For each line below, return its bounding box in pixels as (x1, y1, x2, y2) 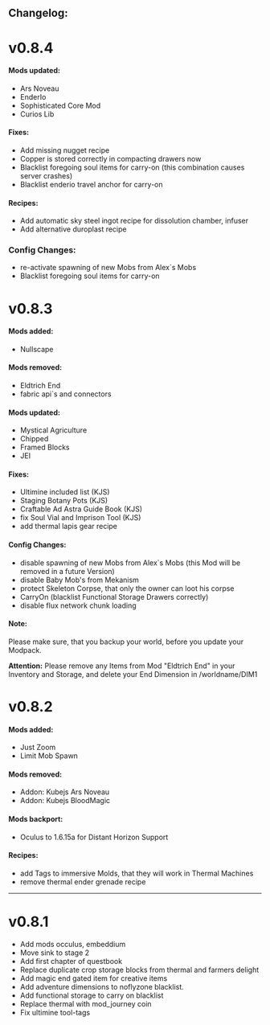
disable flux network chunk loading (19, 601, 137, 610)
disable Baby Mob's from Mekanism (19, 575, 139, 584)
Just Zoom (19, 743, 56, 752)
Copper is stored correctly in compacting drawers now (19, 154, 202, 163)
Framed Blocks (19, 442, 70, 453)
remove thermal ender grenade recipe (19, 876, 146, 887)
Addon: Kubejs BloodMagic (19, 796, 111, 806)
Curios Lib (19, 109, 55, 119)
